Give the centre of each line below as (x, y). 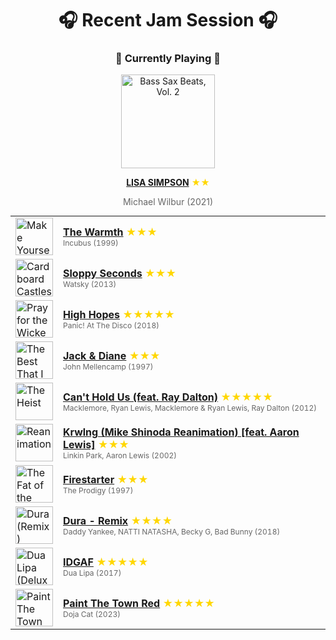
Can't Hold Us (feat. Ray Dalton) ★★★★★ (168, 397)
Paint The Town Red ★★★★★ (139, 603)
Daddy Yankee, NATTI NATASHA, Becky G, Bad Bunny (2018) (172, 531)
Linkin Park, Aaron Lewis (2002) (120, 455)
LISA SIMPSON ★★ (168, 183)
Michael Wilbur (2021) (168, 202)
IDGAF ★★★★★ (106, 562)
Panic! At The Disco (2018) (111, 325)
